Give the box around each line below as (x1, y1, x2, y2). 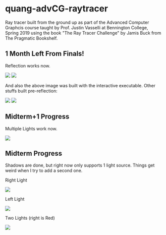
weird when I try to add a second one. (5, 168, 83, 174)
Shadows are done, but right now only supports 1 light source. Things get (5, 162, 155, 169)
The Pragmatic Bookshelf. (5, 35, 58, 41)
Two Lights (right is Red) (5, 215, 55, 221)
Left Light (5, 196, 25, 202)
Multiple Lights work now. (5, 125, 58, 131)
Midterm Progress (5, 149, 62, 158)
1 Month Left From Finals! (5, 50, 84, 58)
